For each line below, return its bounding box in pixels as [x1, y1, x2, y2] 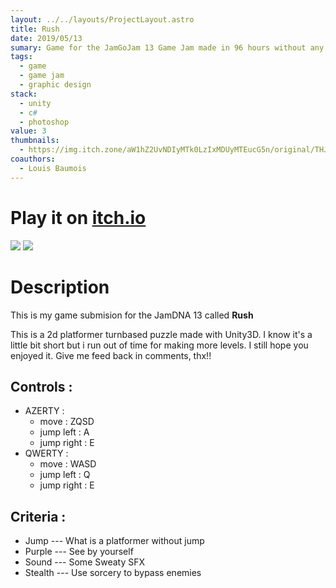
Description [10, 276, 110, 298]
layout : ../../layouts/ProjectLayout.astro [10, 14, 195, 25]
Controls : [10, 378, 73, 395]
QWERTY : [24, 447, 69, 460]
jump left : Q [39, 469, 91, 481]
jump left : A [39, 426, 90, 438]
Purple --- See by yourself [24, 546, 134, 558]
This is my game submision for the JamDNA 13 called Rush [10, 309, 254, 321]
